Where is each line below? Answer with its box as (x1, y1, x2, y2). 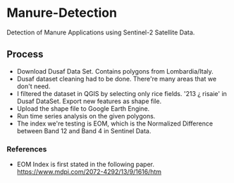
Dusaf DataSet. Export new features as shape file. (16, 97, 162, 105)
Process (6, 48, 44, 60)
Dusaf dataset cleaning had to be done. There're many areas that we (16, 74, 216, 83)
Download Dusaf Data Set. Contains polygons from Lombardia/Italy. (16, 67, 214, 75)
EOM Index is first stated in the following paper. (16, 160, 155, 169)
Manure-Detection (6, 5, 118, 21)
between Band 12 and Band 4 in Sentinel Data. (16, 126, 152, 135)
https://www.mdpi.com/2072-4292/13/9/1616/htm (16, 168, 162, 176)
